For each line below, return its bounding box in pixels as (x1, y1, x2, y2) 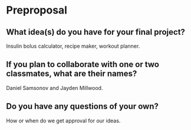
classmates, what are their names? (6, 69, 137, 79)
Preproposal (6, 4, 68, 17)
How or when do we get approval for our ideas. (6, 117, 121, 124)
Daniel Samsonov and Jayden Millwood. (6, 84, 103, 91)
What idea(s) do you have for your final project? (6, 27, 186, 37)
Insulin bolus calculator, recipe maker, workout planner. (6, 42, 140, 49)
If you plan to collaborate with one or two (6, 59, 159, 69)
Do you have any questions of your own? (6, 101, 159, 112)
